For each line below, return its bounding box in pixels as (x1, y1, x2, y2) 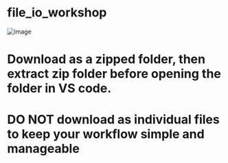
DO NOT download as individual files (7, 112, 220, 127)
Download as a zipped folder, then (7, 51, 206, 67)
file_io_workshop (7, 5, 107, 21)
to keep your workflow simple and (7, 127, 205, 142)
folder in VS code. (7, 81, 112, 97)
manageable (7, 141, 80, 157)
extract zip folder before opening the (7, 66, 221, 81)
